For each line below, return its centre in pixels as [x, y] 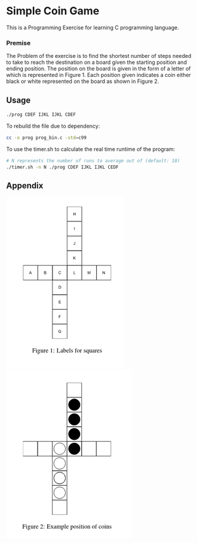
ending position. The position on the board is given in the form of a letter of [98, 69]
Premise [19, 43]
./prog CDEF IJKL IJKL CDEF [41, 115]
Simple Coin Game [53, 11]
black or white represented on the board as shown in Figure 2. [83, 81]
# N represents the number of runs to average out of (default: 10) [93, 161]
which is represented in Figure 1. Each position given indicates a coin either [98, 75]
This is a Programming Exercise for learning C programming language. [93, 27]
